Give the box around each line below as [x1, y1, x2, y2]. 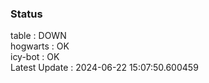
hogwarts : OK [10, 40, 70, 52]
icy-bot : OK [10, 51, 60, 63]
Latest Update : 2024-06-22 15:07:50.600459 [10, 62, 199, 74]
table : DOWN [10, 30, 67, 42]
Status [10, 7, 43, 21]
